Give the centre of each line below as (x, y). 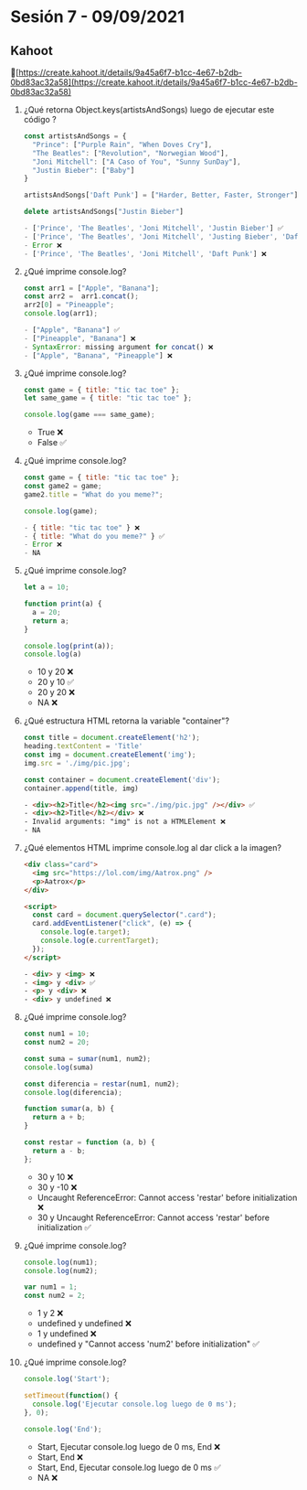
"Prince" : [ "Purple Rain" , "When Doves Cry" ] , (122, 145)
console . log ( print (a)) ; (69, 646)
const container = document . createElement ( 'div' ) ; (122, 779)
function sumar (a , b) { (69, 1109)
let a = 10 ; (46, 587)
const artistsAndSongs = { (75, 136)
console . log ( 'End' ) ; (63, 1429)
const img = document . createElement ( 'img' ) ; (110, 755)
